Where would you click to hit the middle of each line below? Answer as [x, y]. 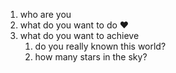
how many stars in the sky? [91, 57]
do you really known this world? [100, 46]
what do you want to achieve [79, 35]
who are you [45, 14]
